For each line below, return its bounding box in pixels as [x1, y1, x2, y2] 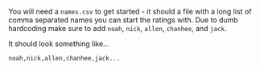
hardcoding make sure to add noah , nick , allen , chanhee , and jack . [8, 24, 227, 33]
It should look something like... [8, 39, 110, 49]
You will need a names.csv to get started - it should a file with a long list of [8, 7, 252, 16]
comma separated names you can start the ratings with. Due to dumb [8, 15, 239, 25]
